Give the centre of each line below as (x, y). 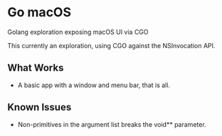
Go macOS (39, 12)
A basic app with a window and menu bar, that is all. (94, 85)
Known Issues (39, 107)
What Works (36, 68)
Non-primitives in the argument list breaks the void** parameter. (112, 124)
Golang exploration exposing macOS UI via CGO (78, 32)
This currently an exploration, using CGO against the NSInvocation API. (111, 45)
